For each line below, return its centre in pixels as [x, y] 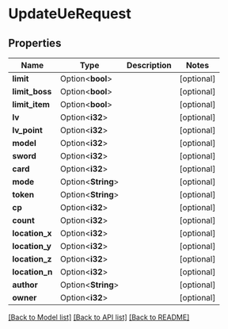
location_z [32, 259]
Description [149, 65]
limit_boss [32, 92]
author [25, 285]
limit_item [31, 104]
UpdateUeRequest [70, 14]
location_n [32, 272]
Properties [35, 43]
